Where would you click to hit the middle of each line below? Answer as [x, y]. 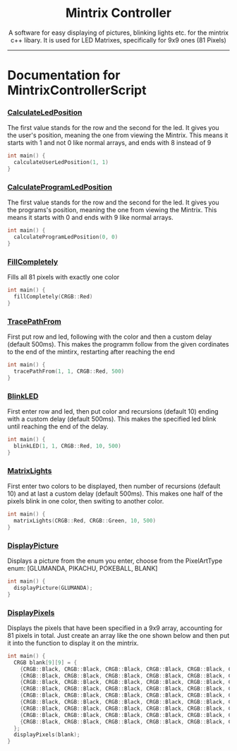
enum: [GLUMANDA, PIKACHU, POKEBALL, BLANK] [83, 568]
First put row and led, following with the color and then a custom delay [110, 337]
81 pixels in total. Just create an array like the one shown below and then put [119, 635]
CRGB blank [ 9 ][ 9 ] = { [45, 663]
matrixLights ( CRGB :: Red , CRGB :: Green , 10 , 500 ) [85, 520]
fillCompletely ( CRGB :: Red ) [53, 297]
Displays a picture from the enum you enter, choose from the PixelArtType [115, 561]
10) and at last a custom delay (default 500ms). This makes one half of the [115, 494]
